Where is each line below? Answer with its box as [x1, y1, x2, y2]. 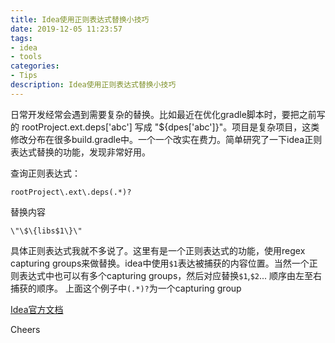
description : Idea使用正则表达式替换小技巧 [10, 80, 177, 90]
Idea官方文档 [10, 303, 64, 315]
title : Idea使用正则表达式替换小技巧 [10, 14, 150, 25]
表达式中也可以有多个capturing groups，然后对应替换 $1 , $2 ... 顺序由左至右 [18, 269, 323, 281]
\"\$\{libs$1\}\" [10, 226, 83, 236]
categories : [10, 61, 60, 71]
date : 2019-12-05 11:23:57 [10, 24, 123, 34]
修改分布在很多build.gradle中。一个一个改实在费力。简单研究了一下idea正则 [10, 133, 323, 145]
